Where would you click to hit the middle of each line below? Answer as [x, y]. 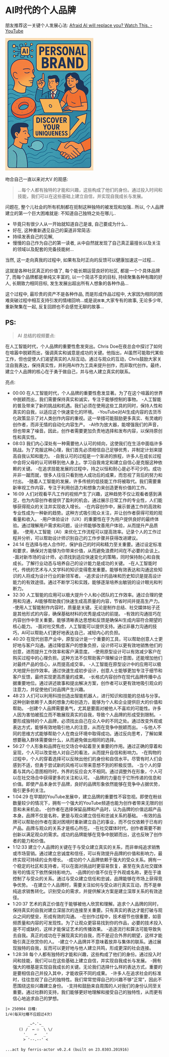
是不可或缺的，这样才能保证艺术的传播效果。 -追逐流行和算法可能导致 [85, 929]
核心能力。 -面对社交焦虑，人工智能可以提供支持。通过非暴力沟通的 [82, 626]
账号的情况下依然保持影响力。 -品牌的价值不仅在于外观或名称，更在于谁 [87, 872]
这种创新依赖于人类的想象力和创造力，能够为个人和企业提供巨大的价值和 [87, 702]
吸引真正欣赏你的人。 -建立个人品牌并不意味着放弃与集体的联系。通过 [85, 941]
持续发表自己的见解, [33, 236]
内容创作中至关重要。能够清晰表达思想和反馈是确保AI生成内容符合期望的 [87, 620]
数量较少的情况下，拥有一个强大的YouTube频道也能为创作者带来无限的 [86, 803]
